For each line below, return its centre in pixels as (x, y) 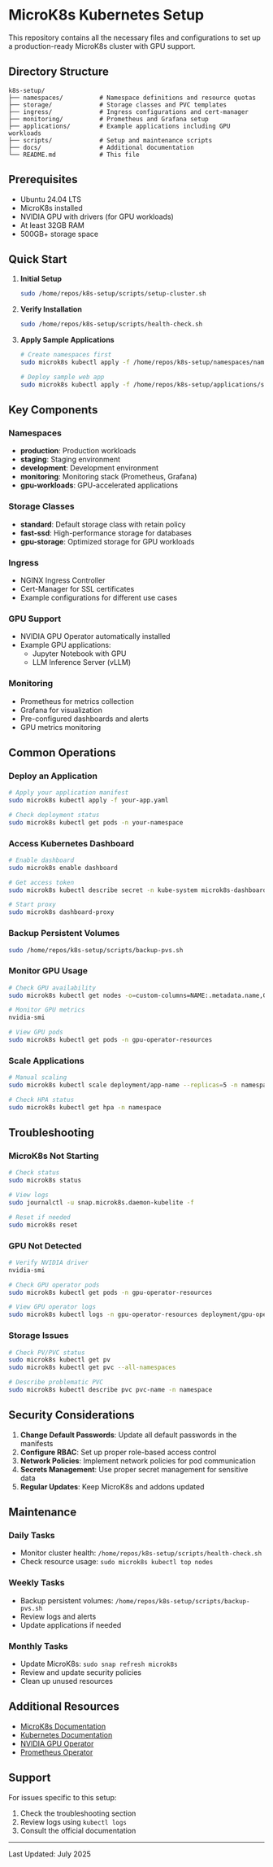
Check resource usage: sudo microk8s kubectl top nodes (117, 1562)
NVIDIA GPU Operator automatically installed (95, 636)
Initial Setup (41, 279)
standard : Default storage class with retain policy (103, 524)
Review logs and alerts (58, 1616)
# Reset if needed (39, 1217)
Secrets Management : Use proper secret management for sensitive (134, 1469)
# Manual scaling (38, 1078)
